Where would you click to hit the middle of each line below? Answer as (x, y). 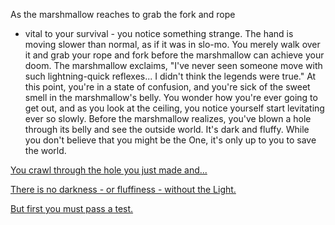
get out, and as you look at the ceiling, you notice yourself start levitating (174, 108)
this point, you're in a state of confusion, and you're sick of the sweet (167, 87)
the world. (45, 150)
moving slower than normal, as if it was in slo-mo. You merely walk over (172, 44)
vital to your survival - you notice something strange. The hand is (159, 33)
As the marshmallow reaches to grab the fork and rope (123, 14)
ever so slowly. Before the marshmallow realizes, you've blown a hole (168, 118)
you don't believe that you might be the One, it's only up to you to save (170, 140)
